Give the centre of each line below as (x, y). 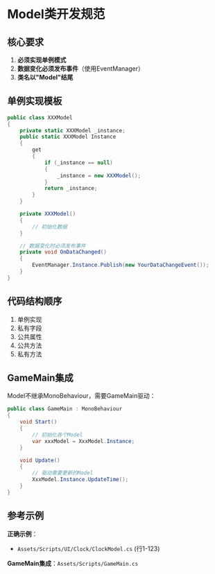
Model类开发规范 (56, 14)
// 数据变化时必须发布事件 (53, 246)
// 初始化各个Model (58, 435)
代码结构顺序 (35, 301)
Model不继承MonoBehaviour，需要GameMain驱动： (81, 396)
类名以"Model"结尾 (45, 77)
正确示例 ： (23, 534)
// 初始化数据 (50, 227)
